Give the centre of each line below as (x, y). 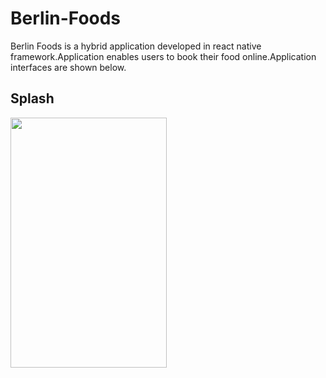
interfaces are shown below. (68, 67)
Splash (32, 98)
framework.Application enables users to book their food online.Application (163, 56)
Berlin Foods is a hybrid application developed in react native (136, 46)
